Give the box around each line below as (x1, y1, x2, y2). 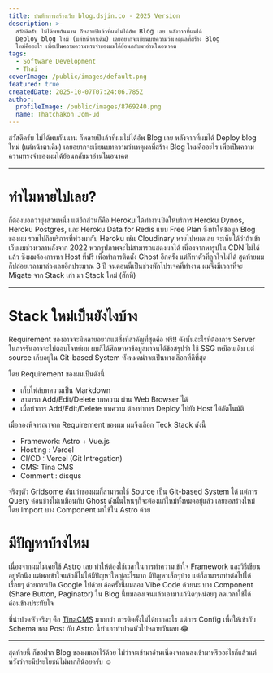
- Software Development (15, 58, 96, 66)
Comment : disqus (19, 470, 82, 481)
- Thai (15, 65, 38, 73)
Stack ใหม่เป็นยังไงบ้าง (8, 307, 138, 326)
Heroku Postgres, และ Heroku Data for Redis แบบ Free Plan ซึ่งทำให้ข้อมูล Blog (8, 224, 256, 234)
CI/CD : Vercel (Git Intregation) (19, 453, 123, 463)
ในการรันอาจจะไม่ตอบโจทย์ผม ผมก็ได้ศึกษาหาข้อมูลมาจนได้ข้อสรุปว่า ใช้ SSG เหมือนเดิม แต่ (8, 343, 254, 353)
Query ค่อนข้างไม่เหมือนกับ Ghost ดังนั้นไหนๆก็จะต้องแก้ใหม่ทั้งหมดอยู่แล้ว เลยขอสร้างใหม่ (8, 495, 256, 505)
